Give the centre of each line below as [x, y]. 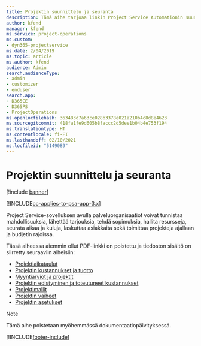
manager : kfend [25, 28]
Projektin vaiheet [36, 296]
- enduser [19, 90]
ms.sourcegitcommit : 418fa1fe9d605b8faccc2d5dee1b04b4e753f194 [87, 124]
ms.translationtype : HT [36, 129]
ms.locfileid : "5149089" [37, 145]
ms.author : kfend [28, 62]
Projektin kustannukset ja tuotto [54, 270]
